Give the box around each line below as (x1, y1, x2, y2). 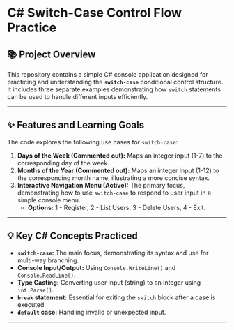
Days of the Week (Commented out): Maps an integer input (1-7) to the (17, 151, 223, 160)
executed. (17, 300, 47, 308)
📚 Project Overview (7, 48, 96, 60)
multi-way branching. (17, 256, 79, 264)
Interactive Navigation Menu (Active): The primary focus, (17, 181, 185, 189)
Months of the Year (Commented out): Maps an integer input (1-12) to (17, 166, 219, 174)
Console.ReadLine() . (17, 271, 76, 279)
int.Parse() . (17, 285, 54, 294)
